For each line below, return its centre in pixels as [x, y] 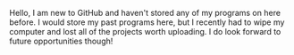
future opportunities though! [61, 41]
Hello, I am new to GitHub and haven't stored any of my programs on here [145, 13]
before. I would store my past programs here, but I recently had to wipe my [147, 22]
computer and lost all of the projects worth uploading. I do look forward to [145, 31]
